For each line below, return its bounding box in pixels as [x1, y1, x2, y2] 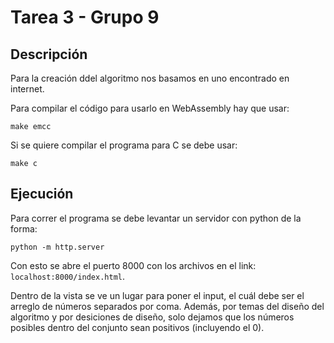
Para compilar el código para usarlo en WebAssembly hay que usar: [10, 102, 290, 114]
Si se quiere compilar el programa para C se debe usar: [10, 139, 238, 151]
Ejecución [10, 186, 74, 203]
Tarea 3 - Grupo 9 [10, 6, 160, 29]
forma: [10, 222, 38, 235]
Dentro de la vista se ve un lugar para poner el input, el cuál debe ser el [10, 289, 305, 301]
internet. [10, 83, 45, 95]
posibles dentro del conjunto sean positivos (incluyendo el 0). [10, 321, 265, 333]
